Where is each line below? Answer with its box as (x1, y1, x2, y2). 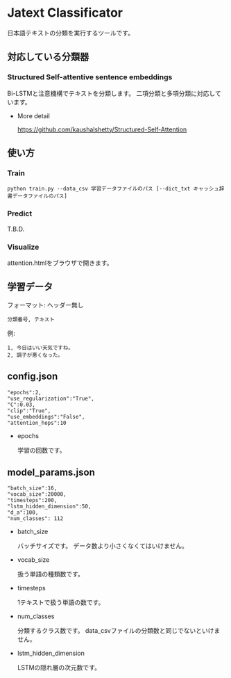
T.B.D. (7, 225, 25, 233)
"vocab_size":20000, (7, 491, 67, 498)
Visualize (7, 242, 40, 252)
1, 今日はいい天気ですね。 (7, 344, 74, 351)
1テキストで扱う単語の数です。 (17, 598, 105, 606)
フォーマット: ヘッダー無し (7, 300, 84, 309)
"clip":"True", (7, 407, 51, 414)
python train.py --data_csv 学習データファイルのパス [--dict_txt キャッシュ (7, 186, 220, 193)
